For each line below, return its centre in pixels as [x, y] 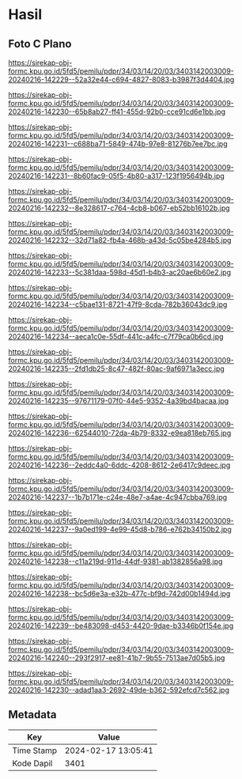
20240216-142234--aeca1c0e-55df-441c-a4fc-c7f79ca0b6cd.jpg [116, 337]
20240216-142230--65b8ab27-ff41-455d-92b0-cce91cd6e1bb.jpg [117, 112]
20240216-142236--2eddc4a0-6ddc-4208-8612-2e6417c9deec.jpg [119, 465]
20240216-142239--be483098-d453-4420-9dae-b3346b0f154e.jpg [121, 626]
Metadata [32, 715]
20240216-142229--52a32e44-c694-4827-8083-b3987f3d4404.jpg [121, 79]
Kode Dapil [32, 763]
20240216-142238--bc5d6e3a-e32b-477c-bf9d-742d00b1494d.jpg [119, 594]
